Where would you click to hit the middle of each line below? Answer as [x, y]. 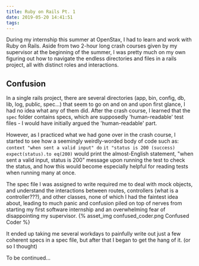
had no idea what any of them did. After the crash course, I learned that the [98, 111]
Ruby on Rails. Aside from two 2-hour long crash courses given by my [92, 46]
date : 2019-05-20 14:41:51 [40, 17]
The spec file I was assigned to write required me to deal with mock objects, [99, 184]
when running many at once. [41, 173]
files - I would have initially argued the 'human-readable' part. [82, 123]
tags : [13, 23]
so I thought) [22, 246]
